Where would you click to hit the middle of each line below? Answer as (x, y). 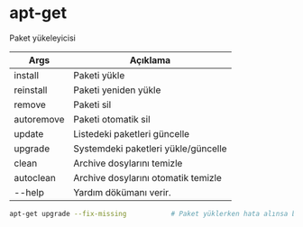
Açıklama (150, 59)
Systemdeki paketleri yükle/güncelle (150, 149)
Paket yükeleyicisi (43, 38)
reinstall (31, 90)
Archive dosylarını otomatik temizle (148, 177)
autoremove (39, 119)
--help (29, 192)
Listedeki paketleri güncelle (132, 133)
